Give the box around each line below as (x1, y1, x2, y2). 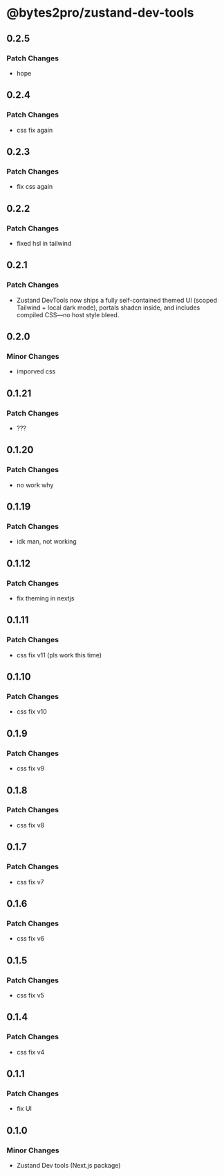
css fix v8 (16, 821, 45, 829)
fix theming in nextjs (16, 594, 75, 603)
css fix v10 (16, 707, 48, 716)
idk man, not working (16, 537, 77, 546)
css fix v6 (16, 934, 45, 943)
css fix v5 (16, 991, 44, 999)
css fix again (16, 126, 53, 134)
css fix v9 (16, 764, 45, 773)
